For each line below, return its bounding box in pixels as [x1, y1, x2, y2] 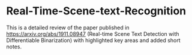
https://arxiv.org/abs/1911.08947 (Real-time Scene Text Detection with [6, 30, 179, 37]
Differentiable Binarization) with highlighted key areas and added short [6, 36, 181, 44]
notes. [6, 43, 22, 50]
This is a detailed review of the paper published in [6, 24, 130, 31]
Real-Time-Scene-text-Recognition [6, 4, 187, 18]
